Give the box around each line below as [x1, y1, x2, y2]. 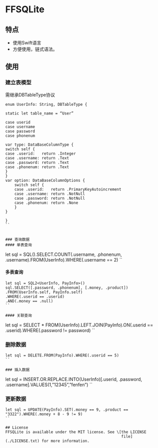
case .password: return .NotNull [14, 196, 85, 201]
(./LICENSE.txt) [5, 438, 40, 444]
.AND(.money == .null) [5, 298, 53, 303]
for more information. [41, 438, 90, 444]
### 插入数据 [5, 367, 30, 372]
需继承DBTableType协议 [5, 91, 55, 98]
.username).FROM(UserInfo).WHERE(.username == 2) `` [5, 256, 123, 263]
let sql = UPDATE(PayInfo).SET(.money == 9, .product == [5, 407, 129, 412]
